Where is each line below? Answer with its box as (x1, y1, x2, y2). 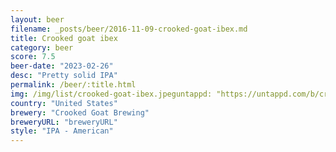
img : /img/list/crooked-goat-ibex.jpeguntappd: (10, 89, 213, 99)
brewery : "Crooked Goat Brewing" (10, 107, 150, 118)
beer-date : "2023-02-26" (10, 61, 114, 71)
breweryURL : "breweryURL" (10, 117, 118, 127)
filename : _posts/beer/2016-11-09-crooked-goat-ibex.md (10, 24, 248, 34)
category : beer (10, 42, 74, 53)
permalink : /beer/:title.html (10, 80, 137, 90)
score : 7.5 (10, 52, 56, 62)
